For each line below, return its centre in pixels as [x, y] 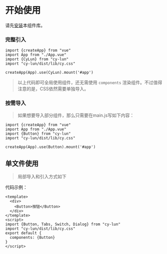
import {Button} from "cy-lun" [38, 134]
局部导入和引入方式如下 [42, 177]
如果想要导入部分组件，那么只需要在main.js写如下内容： [76, 115]
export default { [23, 233]
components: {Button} [33, 238]
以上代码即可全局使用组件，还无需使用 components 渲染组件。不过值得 [90, 83]
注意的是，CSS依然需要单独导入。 [53, 89]
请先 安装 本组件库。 [25, 25]
